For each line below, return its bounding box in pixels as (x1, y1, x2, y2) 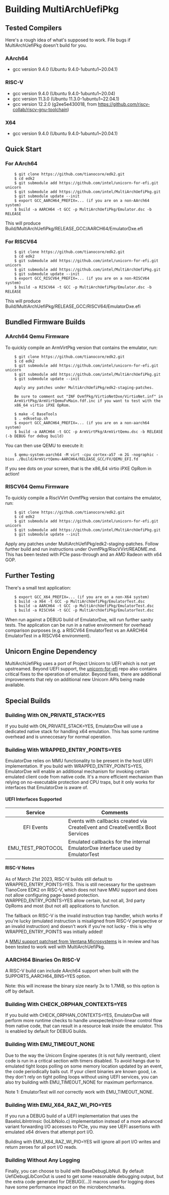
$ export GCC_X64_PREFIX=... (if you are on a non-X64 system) (14, 594, 150, 600)
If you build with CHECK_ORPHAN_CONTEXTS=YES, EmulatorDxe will (5, 1012, 149, 1018)
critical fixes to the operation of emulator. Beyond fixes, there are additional (5, 671, 161, 677)
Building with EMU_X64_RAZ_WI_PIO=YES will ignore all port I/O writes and (5, 1139, 161, 1145)
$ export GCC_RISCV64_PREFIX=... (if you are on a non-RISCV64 (14, 276, 150, 281)
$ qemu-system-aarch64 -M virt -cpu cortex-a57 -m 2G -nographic (14, 452, 154, 457)
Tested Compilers (5, 24, 62, 32)
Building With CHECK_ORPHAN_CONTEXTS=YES (5, 1001, 127, 1008)
